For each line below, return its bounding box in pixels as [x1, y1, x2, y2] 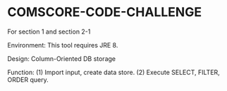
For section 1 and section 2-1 [7, 27, 91, 36]
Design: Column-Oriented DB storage [7, 54, 116, 63]
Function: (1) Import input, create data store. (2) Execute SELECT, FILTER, [7, 68, 220, 76]
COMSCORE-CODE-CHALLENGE [7, 4, 202, 20]
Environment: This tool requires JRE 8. [7, 41, 118, 49]
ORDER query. [7, 75, 49, 84]
